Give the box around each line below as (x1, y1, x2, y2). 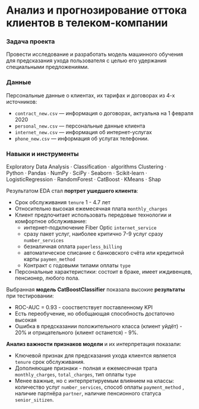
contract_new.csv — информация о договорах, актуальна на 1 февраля (14, 109, 194, 116)
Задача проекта (6, 37, 55, 46)
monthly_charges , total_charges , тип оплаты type (14, 371, 137, 378)
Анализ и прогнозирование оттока (6, 4, 187, 17)
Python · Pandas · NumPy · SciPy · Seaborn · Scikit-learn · (6, 170, 147, 177)
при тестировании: (6, 292, 55, 300)
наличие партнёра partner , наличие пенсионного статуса (14, 390, 162, 397)
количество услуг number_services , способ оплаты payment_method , (14, 383, 184, 391)
